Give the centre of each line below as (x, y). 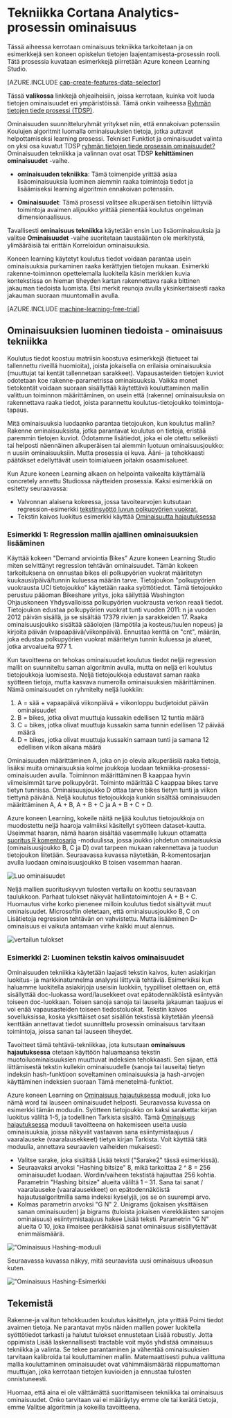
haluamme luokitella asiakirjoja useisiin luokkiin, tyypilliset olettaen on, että (114, 987)
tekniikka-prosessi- (182, 768)
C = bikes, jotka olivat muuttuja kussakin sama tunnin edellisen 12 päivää (121, 725)
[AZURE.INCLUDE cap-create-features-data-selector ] (84, 82)
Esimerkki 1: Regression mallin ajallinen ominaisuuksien (103, 534)
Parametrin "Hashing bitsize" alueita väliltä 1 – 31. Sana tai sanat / (110, 1182)
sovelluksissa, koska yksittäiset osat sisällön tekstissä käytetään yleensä (110, 1017)
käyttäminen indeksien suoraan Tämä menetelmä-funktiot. (90, 1082)
